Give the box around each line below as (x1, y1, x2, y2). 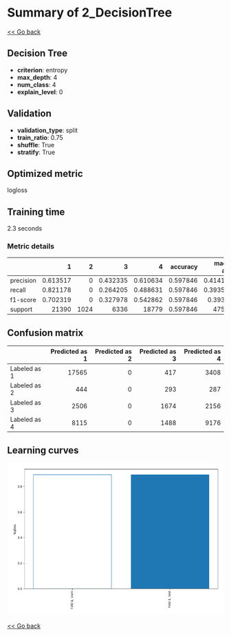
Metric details (7, 242, 55, 251)
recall (10, 286, 26, 294)
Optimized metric (7, 167, 84, 180)
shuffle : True (16, 140, 55, 149)
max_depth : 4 (16, 73, 58, 81)
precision (10, 277, 36, 285)
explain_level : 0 (16, 87, 63, 96)
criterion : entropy (16, 65, 68, 74)
